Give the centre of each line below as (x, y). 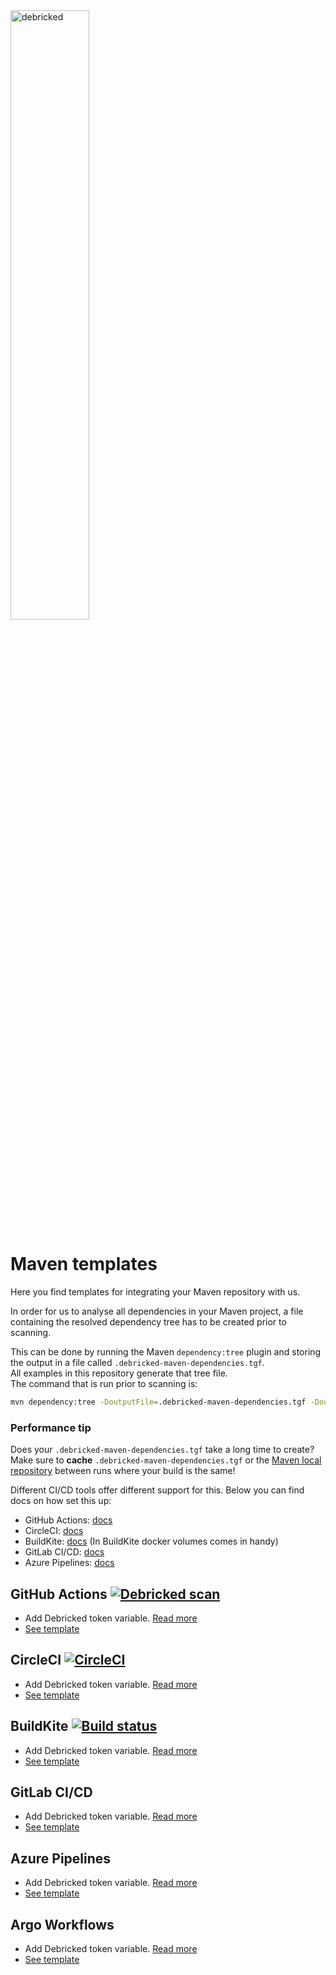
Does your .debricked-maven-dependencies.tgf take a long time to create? (162, 1450)
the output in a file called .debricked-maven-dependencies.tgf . (137, 1362)
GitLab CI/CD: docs (64, 1552)
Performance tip (51, 1427)
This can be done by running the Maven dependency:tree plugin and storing (166, 1351)
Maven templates (84, 1264)
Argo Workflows (62, 1924)
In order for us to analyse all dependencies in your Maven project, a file (157, 1311)
